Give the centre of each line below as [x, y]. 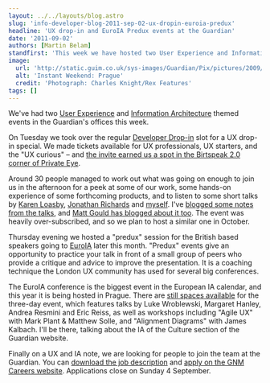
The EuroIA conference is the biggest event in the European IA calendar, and [135, 287]
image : [19, 61]
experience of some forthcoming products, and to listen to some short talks [133, 196]
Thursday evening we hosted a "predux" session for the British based [123, 237]
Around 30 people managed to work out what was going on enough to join [131, 179]
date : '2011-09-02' [41, 38]
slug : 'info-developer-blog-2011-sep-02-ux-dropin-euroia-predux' [122, 23]
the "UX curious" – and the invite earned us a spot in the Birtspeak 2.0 [125, 154]
